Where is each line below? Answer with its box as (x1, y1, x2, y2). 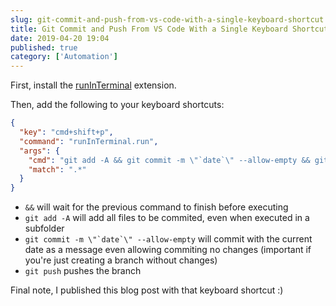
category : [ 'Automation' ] (10, 52, 118, 62)
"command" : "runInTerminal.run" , (19, 136, 159, 146)
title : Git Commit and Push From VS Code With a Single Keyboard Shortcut (10, 24, 329, 34)
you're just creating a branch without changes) (24, 254, 218, 266)
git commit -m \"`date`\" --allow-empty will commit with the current (24, 233, 313, 245)
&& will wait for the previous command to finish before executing (24, 201, 289, 213)
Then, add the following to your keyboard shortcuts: (10, 99, 225, 111)
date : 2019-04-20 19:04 (10, 33, 110, 43)
